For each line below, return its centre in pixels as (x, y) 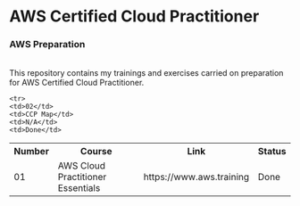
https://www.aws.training (196, 177)
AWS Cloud (81, 166)
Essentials (79, 188)
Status (272, 152)
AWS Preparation (47, 45)
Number (31, 152)
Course (96, 152)
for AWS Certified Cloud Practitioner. (77, 83)
